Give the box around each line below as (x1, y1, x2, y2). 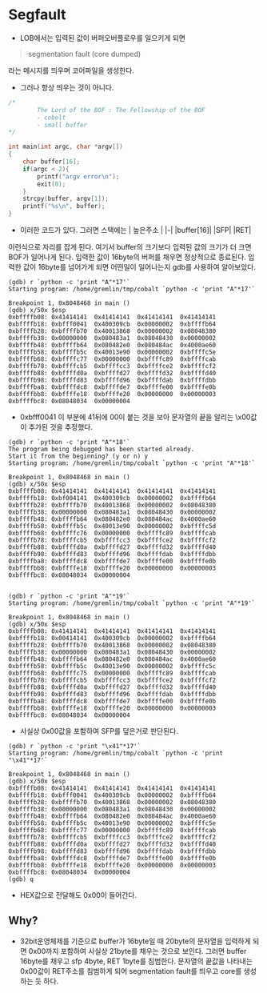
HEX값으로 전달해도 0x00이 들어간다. (19, 891, 137, 900)
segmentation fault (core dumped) (27, 49, 141, 58)
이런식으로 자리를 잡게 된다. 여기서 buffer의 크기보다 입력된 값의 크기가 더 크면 (8, 242, 252, 252)
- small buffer (37, 121, 88, 129)
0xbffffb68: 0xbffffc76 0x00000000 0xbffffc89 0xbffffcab (8, 530, 217, 538)
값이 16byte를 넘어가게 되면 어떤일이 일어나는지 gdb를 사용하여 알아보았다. (22, 262, 256, 272)
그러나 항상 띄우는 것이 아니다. (19, 82, 114, 92)
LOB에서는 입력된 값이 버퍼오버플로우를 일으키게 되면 (19, 33, 186, 42)
